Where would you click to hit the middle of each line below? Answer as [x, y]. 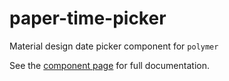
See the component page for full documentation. [109, 65]
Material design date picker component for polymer [114, 46]
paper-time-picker [88, 18]
